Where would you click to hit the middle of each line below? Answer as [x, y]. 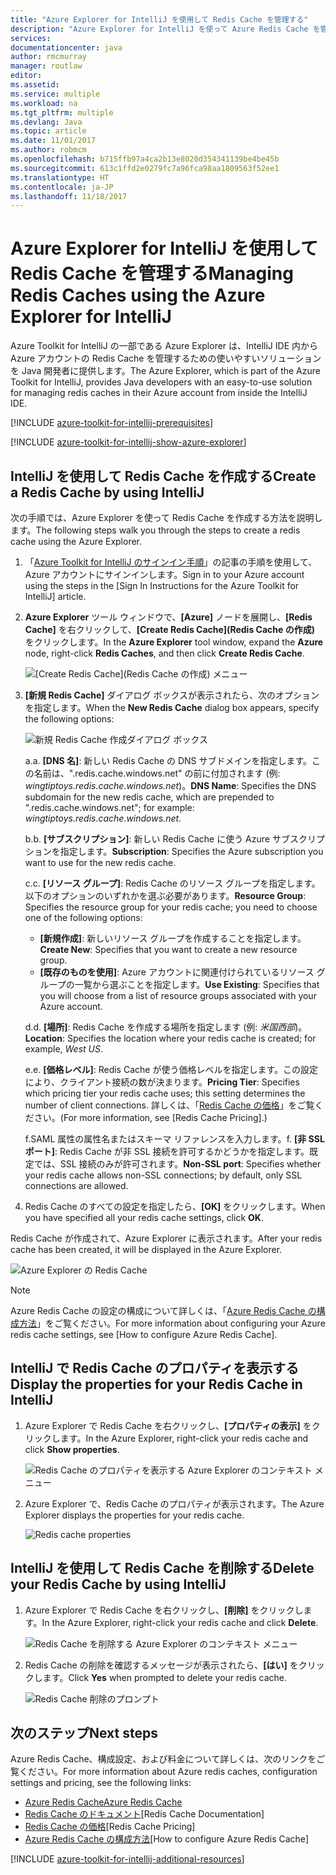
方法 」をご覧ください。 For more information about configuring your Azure [172, 1323]
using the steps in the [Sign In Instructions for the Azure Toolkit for [162, 585]
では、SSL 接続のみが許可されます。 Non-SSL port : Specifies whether [177, 1164]
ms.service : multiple [55, 94]
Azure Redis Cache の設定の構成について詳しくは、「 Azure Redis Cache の [163, 1310]
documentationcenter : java [66, 47]
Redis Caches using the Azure [138, 295]
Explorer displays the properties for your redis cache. [134, 1515]
